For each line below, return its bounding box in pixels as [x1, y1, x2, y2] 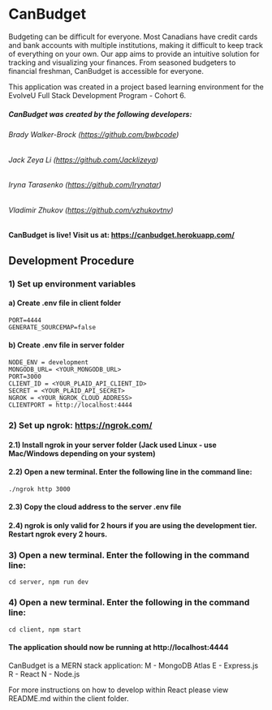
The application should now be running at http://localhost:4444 [8, 643, 229, 652]
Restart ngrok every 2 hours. [8, 529, 108, 539]
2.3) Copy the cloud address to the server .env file [8, 502, 182, 512]
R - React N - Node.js [8, 669, 80, 678]
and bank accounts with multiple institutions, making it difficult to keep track [8, 40, 264, 49]
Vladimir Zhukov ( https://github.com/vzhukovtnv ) [8, 204, 174, 215]
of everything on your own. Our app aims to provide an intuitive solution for [8, 49, 260, 58]
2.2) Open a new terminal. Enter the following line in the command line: [8, 467, 253, 477]
